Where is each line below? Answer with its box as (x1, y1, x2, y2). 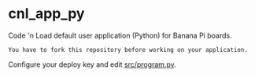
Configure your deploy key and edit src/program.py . (8, 60, 177, 69)
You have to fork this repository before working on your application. (8, 46, 248, 53)
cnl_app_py (8, 5, 85, 23)
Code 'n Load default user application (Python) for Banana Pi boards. (8, 31, 232, 40)
